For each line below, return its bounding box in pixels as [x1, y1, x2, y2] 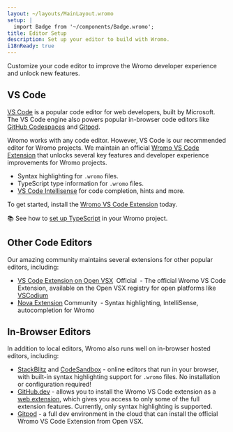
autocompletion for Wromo [17, 306, 95, 314]
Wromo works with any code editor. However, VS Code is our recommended [7, 136, 227, 144]
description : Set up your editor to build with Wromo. [7, 36, 170, 43]
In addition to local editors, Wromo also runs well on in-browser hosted [7, 344, 211, 353]
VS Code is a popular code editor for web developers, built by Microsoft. [7, 107, 216, 116]
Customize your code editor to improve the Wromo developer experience [7, 62, 218, 70]
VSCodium [17, 291, 49, 300]
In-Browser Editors [7, 326, 91, 338]
